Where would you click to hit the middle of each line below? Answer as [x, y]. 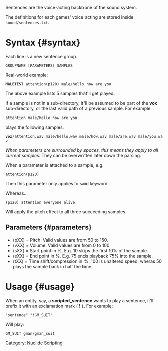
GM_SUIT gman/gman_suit [30, 333]
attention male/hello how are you [41, 118]
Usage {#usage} [40, 286]
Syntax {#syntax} [43, 43]
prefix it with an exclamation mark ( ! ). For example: [59, 306]
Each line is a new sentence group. [41, 56]
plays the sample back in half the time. [52, 266]
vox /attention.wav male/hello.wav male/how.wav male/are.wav [71, 136]
